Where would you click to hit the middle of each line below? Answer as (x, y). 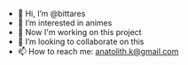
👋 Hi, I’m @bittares (51, 14)
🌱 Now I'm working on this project (79, 32)
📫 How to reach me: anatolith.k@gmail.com (98, 51)
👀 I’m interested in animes (65, 23)
